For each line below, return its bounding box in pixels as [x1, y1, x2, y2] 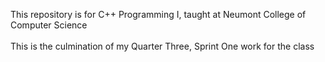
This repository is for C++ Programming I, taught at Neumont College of [10, 9, 307, 20]
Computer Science [10, 19, 88, 31]
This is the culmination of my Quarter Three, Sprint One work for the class [10, 40, 315, 52]
